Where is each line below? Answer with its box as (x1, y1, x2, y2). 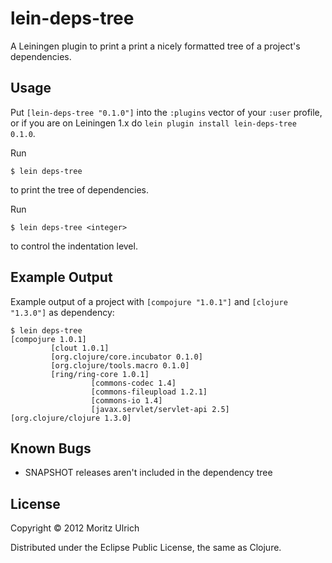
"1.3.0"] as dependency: (10, 306, 115, 318)
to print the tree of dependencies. (10, 183, 150, 196)
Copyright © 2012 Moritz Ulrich (10, 522, 140, 534)
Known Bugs (10, 440, 92, 457)
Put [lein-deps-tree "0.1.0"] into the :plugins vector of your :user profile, (10, 106, 323, 118)
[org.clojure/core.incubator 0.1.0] (50, 352, 203, 362)
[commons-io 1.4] (90, 395, 163, 406)
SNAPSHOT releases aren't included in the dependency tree (24, 467, 273, 479)
